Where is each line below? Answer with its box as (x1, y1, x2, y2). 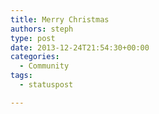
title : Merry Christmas (10, 14, 110, 25)
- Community (19, 61, 70, 71)
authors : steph (10, 24, 74, 34)
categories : (10, 52, 60, 62)
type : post (10, 33, 56, 43)
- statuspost (19, 80, 74, 90)
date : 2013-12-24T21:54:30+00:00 (10, 42, 150, 53)
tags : (10, 71, 33, 81)
